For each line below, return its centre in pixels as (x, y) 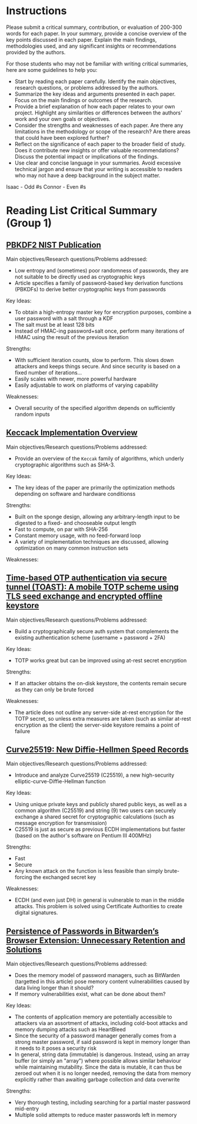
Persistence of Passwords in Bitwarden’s (82, 931)
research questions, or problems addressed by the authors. (86, 87)
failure (22, 731)
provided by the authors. (36, 52)
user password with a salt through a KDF (64, 318)
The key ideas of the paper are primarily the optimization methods (95, 487)
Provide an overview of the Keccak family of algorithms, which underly (99, 458)
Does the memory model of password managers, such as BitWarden (97, 975)
